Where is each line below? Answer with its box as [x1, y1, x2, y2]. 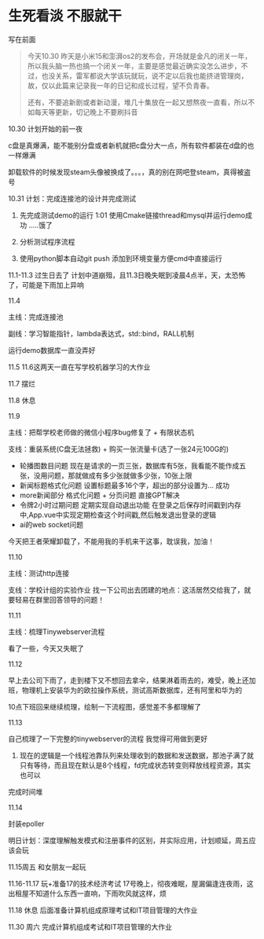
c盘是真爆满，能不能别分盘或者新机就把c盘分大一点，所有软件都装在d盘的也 [8, 141, 255, 150]
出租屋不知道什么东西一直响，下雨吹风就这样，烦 [8, 889, 167, 898]
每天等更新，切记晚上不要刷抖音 [34, 107, 138, 116]
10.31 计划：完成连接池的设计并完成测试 [8, 193, 137, 203]
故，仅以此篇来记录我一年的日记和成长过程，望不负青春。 [27, 80, 214, 90]
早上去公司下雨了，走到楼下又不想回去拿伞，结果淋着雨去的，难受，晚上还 [8, 675, 249, 684]
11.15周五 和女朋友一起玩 [8, 862, 86, 871]
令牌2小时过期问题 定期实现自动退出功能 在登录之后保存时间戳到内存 [19, 500, 242, 509]
